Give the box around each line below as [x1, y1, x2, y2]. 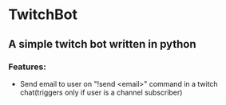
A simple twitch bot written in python [8, 37, 197, 51]
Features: [8, 61, 46, 72]
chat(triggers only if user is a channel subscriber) [19, 87, 183, 97]
